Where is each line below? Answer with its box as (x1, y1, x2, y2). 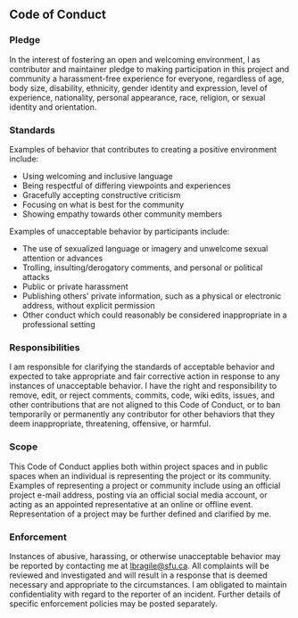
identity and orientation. (9, 102, 97, 112)
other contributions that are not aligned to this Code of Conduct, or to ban (9, 400, 281, 410)
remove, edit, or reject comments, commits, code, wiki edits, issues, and (9, 390, 275, 400)
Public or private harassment (21, 281, 128, 292)
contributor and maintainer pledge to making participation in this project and (9, 63, 290, 74)
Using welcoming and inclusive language (21, 170, 173, 181)
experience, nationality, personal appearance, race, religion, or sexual (9, 92, 266, 103)
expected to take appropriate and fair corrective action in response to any (9, 371, 281, 382)
